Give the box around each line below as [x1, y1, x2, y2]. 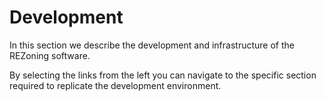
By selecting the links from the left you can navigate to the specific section [9, 69, 317, 81]
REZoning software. [9, 49, 91, 61]
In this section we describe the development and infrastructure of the [9, 39, 295, 51]
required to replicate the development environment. [9, 79, 222, 91]
